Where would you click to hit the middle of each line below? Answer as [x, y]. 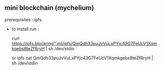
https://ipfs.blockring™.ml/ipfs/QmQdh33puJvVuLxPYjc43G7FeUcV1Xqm [84, 43]
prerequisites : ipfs [23, 19]
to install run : [25, 29]
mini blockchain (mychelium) [49, 8]
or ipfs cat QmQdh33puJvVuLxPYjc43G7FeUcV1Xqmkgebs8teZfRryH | [82, 58]
